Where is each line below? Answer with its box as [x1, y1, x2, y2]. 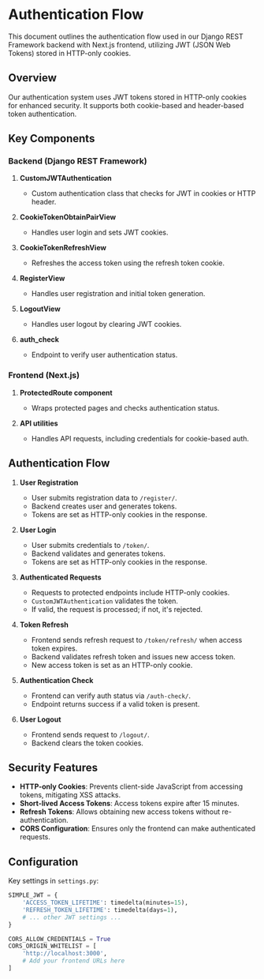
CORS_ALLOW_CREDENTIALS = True [8, 935, 111, 943]
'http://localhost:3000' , [22, 950, 108, 958]
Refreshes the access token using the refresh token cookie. [31, 258, 225, 268]
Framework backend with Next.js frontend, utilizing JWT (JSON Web [8, 39, 231, 49]
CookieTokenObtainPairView [19, 212, 117, 222]
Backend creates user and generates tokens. [31, 501, 177, 511]
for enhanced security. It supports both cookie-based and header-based [8, 100, 244, 110]
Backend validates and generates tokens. [31, 549, 165, 558]
